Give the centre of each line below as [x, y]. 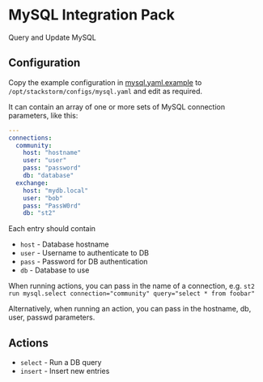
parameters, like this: [43, 115]
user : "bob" [43, 198]
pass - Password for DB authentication [84, 262]
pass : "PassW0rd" [52, 206]
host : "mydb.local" [56, 191]
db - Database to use [55, 270]
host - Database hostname [64, 244]
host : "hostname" [52, 153]
